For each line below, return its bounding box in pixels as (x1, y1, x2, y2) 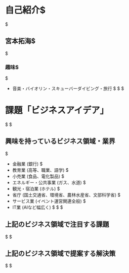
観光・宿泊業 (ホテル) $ (12, 186, 60, 192)
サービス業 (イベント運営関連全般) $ (12, 198, 86, 204)
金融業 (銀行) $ (12, 161, 43, 167)
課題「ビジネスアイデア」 (5, 105, 109, 116)
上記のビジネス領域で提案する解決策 (5, 249, 116, 258)
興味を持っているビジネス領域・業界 (5, 137, 115, 145)
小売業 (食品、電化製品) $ (12, 173, 64, 179)
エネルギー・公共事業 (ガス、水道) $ (12, 179, 86, 185)
